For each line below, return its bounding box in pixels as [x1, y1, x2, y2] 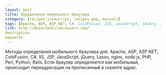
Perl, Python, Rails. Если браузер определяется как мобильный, [5, 59, 139, 65]
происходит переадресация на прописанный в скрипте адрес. [5, 64, 137, 70]
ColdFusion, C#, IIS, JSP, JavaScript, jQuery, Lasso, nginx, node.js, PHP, [5, 54, 152, 60]
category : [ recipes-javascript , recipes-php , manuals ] [5, 16, 121, 21]
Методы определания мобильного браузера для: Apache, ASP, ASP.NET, [5, 48, 159, 55]
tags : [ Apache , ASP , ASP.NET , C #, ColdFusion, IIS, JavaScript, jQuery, [5, 21, 158, 26]
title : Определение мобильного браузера [5, 12, 90, 17]
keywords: [5, 35, 26, 40]
